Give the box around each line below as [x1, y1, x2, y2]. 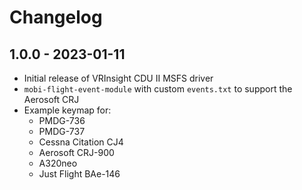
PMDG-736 [38, 115, 86, 126]
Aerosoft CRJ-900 [38, 147, 115, 158]
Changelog [9, 6, 103, 29]
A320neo [38, 157, 78, 169]
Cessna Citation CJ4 [38, 136, 124, 148]
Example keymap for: [23, 104, 112, 116]
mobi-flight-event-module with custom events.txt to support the [23, 83, 293, 95]
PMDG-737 [38, 126, 86, 137]
